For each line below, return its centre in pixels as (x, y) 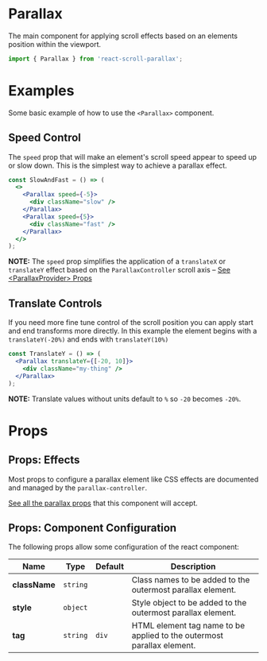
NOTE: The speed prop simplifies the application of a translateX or (117, 261)
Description (193, 566)
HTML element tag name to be (188, 626)
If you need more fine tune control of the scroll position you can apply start (131, 323)
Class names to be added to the (191, 580)
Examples (41, 91)
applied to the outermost (178, 636)
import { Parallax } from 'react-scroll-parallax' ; (95, 59)
